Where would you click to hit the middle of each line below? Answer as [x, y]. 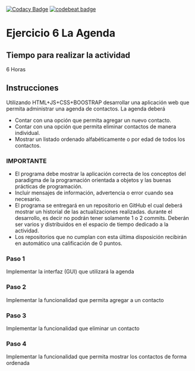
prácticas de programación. [49, 187]
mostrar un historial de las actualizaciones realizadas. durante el [93, 212]
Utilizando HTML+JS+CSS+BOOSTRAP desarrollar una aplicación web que [98, 102]
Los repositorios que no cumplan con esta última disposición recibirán [101, 237]
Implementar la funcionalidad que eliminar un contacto [73, 328]
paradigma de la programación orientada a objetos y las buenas [93, 180]
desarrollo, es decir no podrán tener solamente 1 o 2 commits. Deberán [102, 218]
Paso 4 [16, 344]
